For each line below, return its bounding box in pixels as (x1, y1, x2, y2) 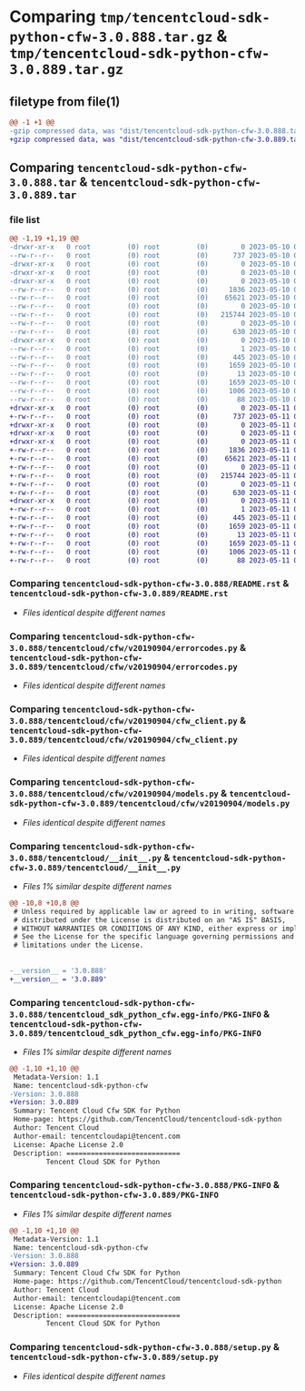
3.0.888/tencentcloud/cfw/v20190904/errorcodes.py (9, 643, 238, 653)
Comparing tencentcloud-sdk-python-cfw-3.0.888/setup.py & (9, 1341, 280, 1354)
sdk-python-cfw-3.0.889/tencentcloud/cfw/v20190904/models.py (9, 798, 290, 809)
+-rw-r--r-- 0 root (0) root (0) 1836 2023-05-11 (9, 446, 290, 455)
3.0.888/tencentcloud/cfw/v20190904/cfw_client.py (9, 716, 238, 726)
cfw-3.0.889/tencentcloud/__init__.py (9, 862, 182, 873)
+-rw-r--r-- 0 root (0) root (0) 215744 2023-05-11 (9, 471, 290, 480)
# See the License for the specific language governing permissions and (13, 932, 295, 941)
